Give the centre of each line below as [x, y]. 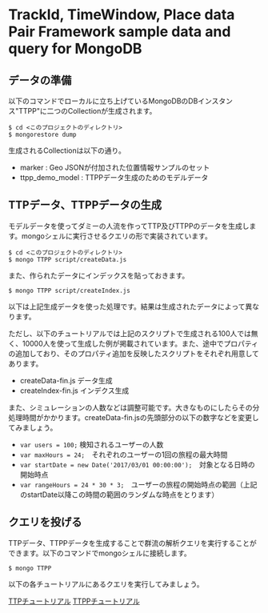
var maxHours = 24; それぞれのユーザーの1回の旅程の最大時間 [124, 455]
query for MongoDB [75, 49]
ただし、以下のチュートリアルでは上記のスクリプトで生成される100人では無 [133, 333]
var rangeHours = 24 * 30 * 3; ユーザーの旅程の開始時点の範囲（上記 [138, 484]
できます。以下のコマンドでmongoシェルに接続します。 [100, 553]
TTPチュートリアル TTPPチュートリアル [74, 601]
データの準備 [40, 80]
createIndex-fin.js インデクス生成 [74, 391]
